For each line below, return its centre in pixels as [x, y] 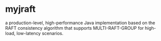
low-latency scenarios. [40, 33]
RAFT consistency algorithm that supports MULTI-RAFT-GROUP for [74, 28]
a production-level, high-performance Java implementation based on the [80, 23]
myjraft [20, 9]
